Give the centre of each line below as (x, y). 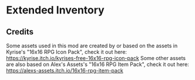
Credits (20, 32)
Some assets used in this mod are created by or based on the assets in (92, 46)
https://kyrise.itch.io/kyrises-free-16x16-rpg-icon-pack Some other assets (96, 58)
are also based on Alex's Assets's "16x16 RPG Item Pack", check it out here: (97, 64)
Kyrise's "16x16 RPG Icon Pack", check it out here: (67, 52)
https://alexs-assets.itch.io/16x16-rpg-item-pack (65, 70)
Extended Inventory (55, 10)
